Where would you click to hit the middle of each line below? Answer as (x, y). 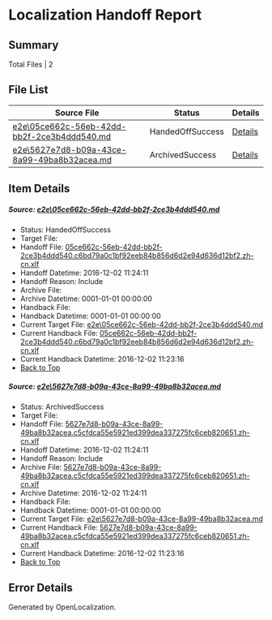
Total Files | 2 (31, 64)
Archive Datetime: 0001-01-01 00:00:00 (86, 299)
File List (28, 90)
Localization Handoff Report (105, 15)
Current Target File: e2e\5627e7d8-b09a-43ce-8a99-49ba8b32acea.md (141, 519)
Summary (34, 45)
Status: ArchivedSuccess (62, 407)
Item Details (39, 189)
